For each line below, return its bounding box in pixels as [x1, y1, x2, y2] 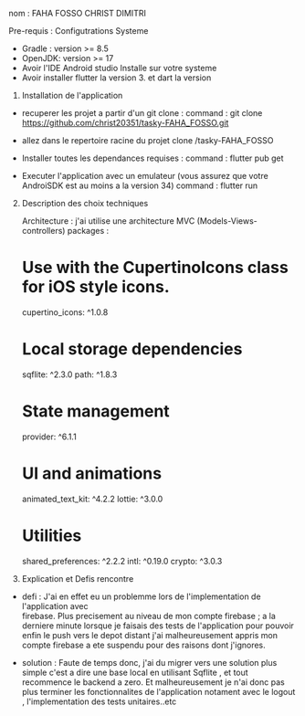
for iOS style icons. [21, 277, 170, 298]
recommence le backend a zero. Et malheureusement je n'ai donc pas [21, 676, 285, 688]
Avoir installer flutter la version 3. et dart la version [21, 72, 212, 83]
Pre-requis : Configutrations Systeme [8, 26, 149, 36]
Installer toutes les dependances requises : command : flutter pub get [21, 153, 284, 163]
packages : [67, 226, 110, 236]
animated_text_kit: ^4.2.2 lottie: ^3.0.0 [21, 493, 163, 504]
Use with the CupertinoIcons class [21, 258, 289, 278]
